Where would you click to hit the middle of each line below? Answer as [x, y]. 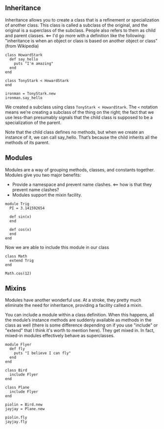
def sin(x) [21, 217]
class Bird [16, 370]
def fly [17, 349]
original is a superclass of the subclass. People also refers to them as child [80, 30]
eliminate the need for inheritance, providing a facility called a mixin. [74, 305]
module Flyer [18, 345]
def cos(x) [21, 229]
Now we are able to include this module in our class [57, 247]
